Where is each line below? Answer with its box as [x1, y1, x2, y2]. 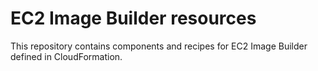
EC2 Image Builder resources [10, 7, 257, 30]
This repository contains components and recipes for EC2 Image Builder [10, 40, 308, 52]
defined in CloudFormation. [10, 50, 123, 62]
